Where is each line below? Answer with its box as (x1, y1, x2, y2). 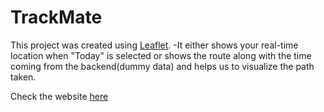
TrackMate (10, 6, 103, 29)
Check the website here (10, 90, 109, 102)
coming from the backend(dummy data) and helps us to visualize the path (10, 60, 315, 72)
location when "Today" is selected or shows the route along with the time (10, 49, 312, 61)
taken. (10, 71, 37, 83)
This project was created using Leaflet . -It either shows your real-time (10, 39, 299, 51)
